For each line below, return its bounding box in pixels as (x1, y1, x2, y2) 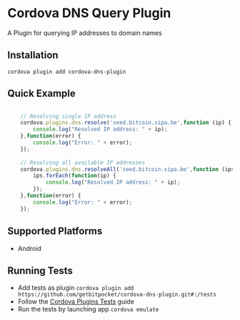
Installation (7, 49, 59, 61)
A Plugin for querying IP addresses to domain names (7, 29, 162, 37)
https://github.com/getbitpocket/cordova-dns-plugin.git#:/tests (17, 291, 216, 299)
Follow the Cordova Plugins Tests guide (17, 297, 134, 306)
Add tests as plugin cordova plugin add (17, 284, 134, 292)
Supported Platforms (7, 225, 103, 237)
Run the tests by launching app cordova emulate (17, 305, 159, 314)
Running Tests (7, 264, 73, 277)
